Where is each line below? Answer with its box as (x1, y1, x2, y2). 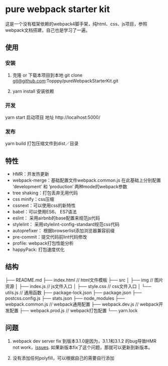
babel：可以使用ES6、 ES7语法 (12, 209, 77, 215)
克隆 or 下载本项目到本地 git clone (12, 72, 83, 78)
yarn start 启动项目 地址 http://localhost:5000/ (5, 114, 100, 120)
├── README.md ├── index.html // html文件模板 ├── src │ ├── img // (5, 277, 153, 283)
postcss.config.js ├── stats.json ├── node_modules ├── (5, 295, 125, 301)
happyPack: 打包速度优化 (12, 247, 65, 253)
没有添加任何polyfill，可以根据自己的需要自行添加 (12, 355, 114, 361)
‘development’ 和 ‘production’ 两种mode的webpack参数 (12, 184, 127, 190)
